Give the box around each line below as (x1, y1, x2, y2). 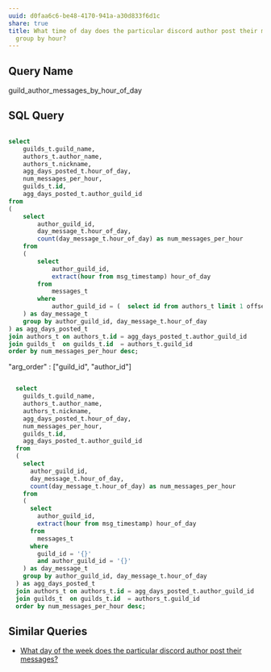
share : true (8, 19, 48, 27)
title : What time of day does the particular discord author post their (8, 27, 258, 35)
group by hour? (15, 34, 67, 43)
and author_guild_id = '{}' (37, 557, 131, 566)
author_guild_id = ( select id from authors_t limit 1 (51, 303, 244, 311)
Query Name (8, 64, 74, 77)
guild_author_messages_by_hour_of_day (8, 86, 143, 95)
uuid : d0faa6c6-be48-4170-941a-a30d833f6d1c (8, 11, 161, 20)
